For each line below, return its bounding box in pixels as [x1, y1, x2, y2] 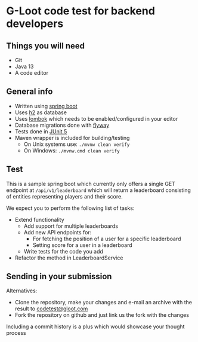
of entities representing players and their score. [6, 193, 123, 200]
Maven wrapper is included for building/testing [14, 134, 130, 141]
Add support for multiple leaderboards [23, 222, 118, 230]
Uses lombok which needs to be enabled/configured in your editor [14, 115, 178, 122]
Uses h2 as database [14, 109, 67, 116]
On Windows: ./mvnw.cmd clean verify [23, 146, 120, 154]
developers [6, 17, 64, 30]
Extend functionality [14, 216, 64, 223]
